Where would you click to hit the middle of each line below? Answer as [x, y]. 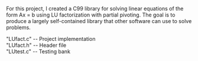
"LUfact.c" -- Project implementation [51, 39]
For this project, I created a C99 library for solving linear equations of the [95, 9]
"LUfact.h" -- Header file [36, 45]
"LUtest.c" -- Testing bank [38, 52]
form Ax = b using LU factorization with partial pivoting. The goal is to [91, 15]
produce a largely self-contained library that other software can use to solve [99, 21]
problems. [18, 27]
